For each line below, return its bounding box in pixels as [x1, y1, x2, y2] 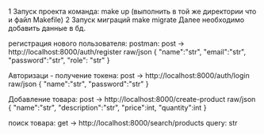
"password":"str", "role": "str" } [8, 55, 110, 65]
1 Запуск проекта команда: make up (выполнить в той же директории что [8, 7, 257, 16]
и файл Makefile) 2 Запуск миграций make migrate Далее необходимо [8, 15, 245, 24]
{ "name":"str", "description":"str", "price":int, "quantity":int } [8, 103, 207, 112]
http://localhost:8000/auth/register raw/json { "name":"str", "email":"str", [8, 47, 247, 56]
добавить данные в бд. [8, 24, 86, 32]
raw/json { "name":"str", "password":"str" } [8, 79, 149, 88]
